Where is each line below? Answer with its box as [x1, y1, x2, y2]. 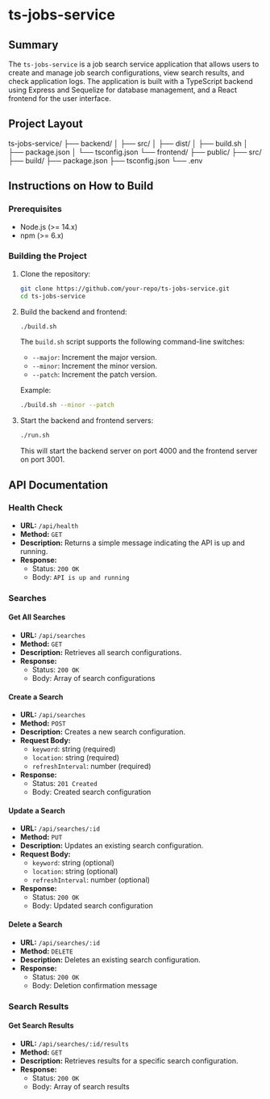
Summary [8, 38, 59, 52]
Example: [19, 386, 52, 395]
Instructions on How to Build [8, 180, 154, 193]
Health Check [8, 502, 63, 514]
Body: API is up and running [31, 572, 130, 581]
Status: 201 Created [31, 779, 98, 788]
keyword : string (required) [31, 744, 116, 754]
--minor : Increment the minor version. [31, 361, 158, 371]
